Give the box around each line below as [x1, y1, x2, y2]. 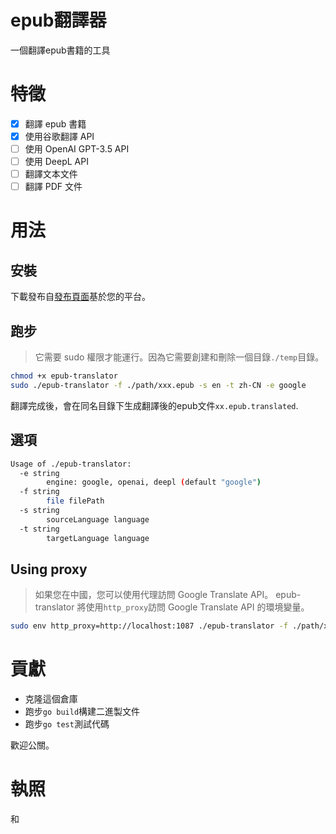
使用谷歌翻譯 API [24, 130, 95, 142]
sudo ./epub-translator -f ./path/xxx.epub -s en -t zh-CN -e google [10, 380, 307, 390]
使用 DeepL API [24, 156, 89, 168]
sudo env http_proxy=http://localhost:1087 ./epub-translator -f [10, 621, 288, 631]
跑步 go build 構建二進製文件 [24, 706, 141, 718]
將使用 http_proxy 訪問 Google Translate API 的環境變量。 [76, 601, 310, 613]
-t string [19, 524, 60, 534]
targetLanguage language [46, 533, 150, 543]
